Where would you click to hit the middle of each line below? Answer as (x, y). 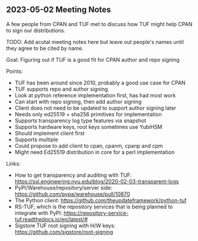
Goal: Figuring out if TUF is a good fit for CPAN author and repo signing (93, 59)
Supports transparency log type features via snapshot (80, 120)
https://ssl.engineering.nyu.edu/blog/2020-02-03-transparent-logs (97, 181)
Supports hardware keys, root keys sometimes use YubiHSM (88, 126)
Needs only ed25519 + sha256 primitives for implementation (88, 114)
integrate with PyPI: (38, 213)
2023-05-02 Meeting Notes (59, 10)
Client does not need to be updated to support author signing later (95, 108)
